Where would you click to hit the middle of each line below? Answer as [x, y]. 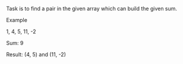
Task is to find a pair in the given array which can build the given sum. [91, 9]
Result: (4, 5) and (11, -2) [36, 55]
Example [17, 20]
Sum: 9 [15, 43]
